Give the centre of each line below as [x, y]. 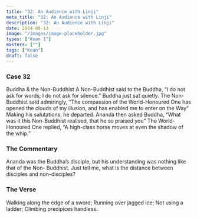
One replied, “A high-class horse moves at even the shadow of [108, 127]
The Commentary [32, 149]
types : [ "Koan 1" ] [29, 39]
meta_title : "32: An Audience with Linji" [59, 17]
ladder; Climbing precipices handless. [52, 209]
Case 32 [18, 76]
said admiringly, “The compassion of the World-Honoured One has [110, 102]
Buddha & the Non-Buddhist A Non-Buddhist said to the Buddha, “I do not [96, 89]
